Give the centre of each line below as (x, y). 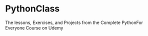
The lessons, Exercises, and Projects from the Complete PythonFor (74, 22)
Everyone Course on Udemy (34, 27)
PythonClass (32, 9)
